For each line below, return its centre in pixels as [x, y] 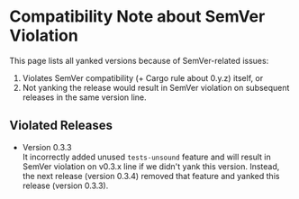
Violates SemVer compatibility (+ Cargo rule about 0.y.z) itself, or [143, 77]
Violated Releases [61, 126]
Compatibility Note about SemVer [137, 17]
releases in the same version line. [84, 97]
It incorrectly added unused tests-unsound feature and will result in [147, 157]
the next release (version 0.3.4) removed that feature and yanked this [151, 176]
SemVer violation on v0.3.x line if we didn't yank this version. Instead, [151, 166]
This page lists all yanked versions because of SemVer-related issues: [139, 60]
